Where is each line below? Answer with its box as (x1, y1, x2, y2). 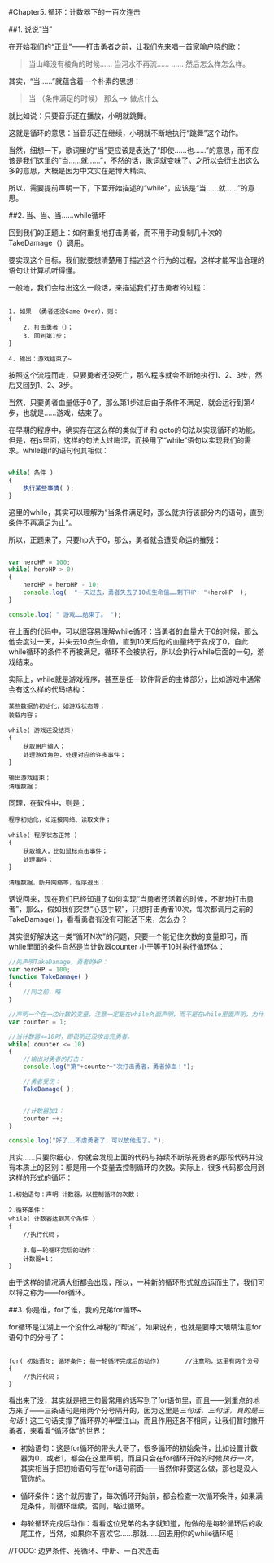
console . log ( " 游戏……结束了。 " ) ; (8, 610, 122, 618)
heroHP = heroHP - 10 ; (23, 581, 100, 589)
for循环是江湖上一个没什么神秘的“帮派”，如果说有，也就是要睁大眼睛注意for (8, 1322, 262, 1332)
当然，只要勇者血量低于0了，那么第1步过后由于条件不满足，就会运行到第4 (8, 398, 256, 407)
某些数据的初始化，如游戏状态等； (8, 702, 106, 710)
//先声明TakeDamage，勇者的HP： (8, 958, 108, 966)
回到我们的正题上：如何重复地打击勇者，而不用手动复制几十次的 (8, 228, 222, 238)
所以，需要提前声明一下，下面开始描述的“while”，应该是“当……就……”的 (8, 183, 248, 193)
